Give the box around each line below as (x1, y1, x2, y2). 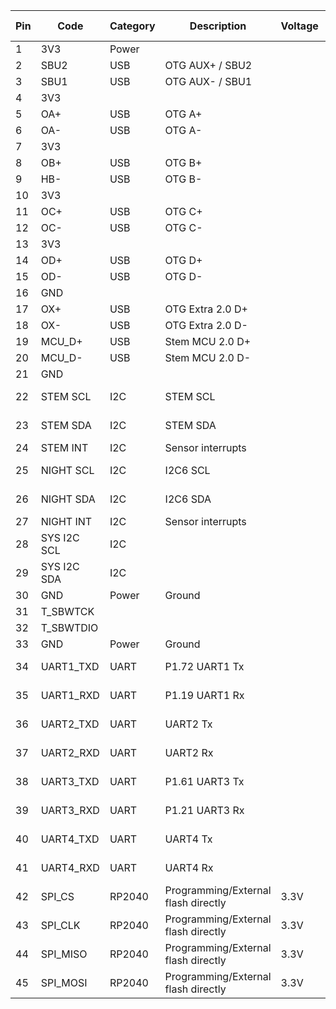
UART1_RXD (40, 689, 100, 702)
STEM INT (40, 441, 89, 454)
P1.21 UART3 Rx (164, 804, 245, 817)
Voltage (280, 19, 319, 33)
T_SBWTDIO (40, 621, 99, 634)
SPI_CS (40, 890, 75, 903)
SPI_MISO (40, 947, 88, 961)
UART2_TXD (40, 717, 100, 731)
